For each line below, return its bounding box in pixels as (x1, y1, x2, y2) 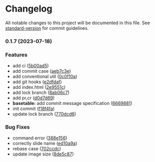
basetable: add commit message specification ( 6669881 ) (12, 100, 133, 106)
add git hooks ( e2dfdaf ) (12, 79, 62, 85)
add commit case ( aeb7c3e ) (12, 68, 71, 74)
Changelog (5, 3, 53, 15)
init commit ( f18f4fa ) (12, 105, 55, 112)
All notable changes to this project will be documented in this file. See (5, 20, 150, 26)
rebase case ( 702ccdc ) (12, 146, 62, 152)
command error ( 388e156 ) (12, 135, 68, 141)
